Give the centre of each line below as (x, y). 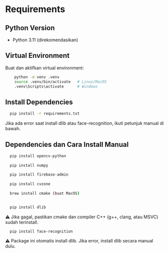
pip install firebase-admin (39, 175)
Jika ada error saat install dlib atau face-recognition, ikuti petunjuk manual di (85, 123)
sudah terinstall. (22, 222)
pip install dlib (28, 207)
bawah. (13, 129)
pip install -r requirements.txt (45, 114)
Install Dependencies (39, 102)
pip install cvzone (30, 184)
